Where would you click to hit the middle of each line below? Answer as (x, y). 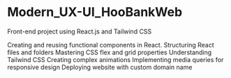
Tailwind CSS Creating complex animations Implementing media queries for (115, 59)
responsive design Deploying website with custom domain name (100, 67)
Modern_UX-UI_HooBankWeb (95, 12)
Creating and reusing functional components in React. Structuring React (111, 45)
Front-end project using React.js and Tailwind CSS (80, 31)
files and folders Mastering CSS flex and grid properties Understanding (110, 52)
